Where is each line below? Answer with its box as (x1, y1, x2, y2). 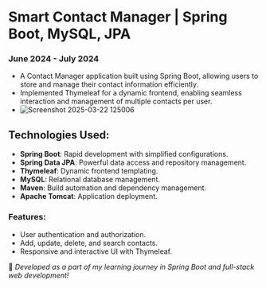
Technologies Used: (8, 128, 110, 142)
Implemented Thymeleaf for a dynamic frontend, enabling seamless (19, 88, 243, 98)
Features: (8, 212, 46, 223)
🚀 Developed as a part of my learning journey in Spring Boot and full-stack (8, 262, 255, 271)
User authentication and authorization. (19, 229, 147, 239)
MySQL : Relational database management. (19, 175, 161, 185)
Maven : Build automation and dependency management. (19, 183, 207, 193)
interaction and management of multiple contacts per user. (19, 96, 213, 107)
